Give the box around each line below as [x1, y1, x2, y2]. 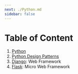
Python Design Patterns [11, 54, 59, 59]
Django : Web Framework [11, 59, 62, 64]
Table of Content [4, 32, 74, 44]
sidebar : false [4, 12, 35, 16]
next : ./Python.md [4, 7, 42, 12]
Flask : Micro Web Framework [11, 64, 70, 70]
